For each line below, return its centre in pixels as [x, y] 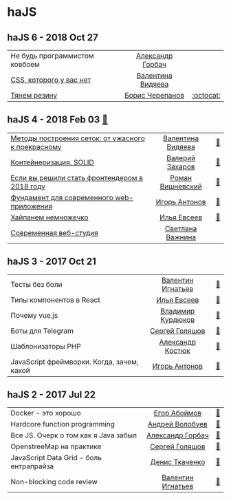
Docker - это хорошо [46, 413]
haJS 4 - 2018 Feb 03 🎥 [58, 120]
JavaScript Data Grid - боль [56, 458]
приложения [32, 206]
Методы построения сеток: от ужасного [78, 138]
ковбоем [25, 64]
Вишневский [181, 186]
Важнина [181, 237]
